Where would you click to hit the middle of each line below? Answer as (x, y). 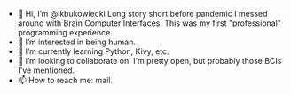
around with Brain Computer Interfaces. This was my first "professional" (149, 23)
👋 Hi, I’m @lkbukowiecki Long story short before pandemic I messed (142, 14)
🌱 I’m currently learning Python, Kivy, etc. (94, 51)
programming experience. (65, 32)
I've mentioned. (46, 70)
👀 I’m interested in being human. (76, 42)
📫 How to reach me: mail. (65, 80)
